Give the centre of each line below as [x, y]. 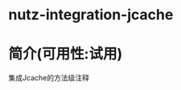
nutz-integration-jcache [91, 15]
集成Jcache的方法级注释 [49, 78]
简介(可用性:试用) [66, 54]
